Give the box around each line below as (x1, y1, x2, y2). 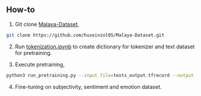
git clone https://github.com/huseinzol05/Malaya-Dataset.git (6, 32, 165, 38)
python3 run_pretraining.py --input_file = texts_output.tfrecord (6, 72, 170, 78)
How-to (6, 5, 35, 15)
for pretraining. (14, 49, 52, 56)
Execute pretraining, (14, 61, 65, 68)
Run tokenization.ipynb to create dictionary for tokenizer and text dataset (14, 43, 195, 50)
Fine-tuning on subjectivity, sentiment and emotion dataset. (14, 83, 162, 90)
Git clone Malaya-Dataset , (14, 20, 80, 27)
